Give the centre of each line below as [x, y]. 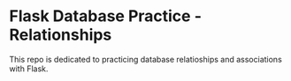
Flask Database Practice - [105, 16]
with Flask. [29, 69]
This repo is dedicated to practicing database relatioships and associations [146, 59]
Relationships [61, 35]
